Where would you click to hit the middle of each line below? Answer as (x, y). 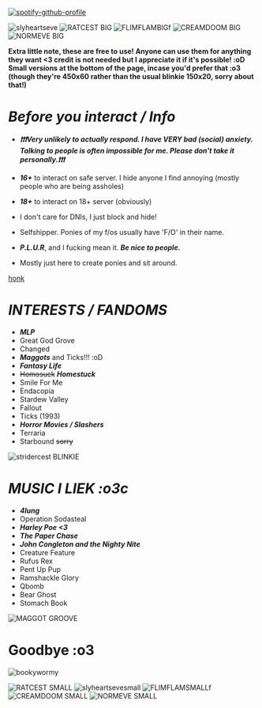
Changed (34, 349)
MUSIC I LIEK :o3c (68, 488)
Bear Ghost (38, 594)
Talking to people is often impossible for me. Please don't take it (127, 150)
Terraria (32, 433)
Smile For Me (41, 382)
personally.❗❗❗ (42, 159)
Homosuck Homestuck (58, 374)
